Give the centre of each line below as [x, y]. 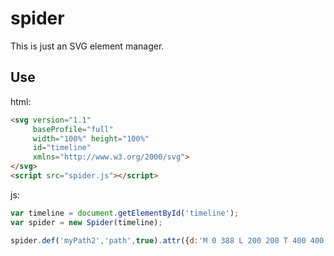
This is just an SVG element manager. [87, 46]
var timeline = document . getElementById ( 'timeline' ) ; [125, 213]
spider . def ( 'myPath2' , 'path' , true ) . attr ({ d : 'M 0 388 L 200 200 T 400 [158, 240]
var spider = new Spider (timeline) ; [86, 222]
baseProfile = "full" [73, 129]
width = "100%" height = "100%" [91, 138]
